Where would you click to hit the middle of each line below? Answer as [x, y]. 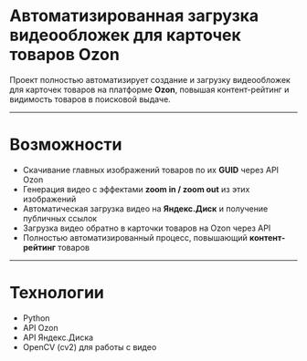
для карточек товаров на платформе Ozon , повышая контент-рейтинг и [149, 89]
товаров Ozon [65, 55]
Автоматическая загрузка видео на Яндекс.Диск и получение [145, 208]
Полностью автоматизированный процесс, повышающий [135, 237]
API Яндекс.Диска [58, 337]
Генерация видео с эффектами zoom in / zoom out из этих [136, 189]
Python [36, 318]
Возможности [66, 144]
